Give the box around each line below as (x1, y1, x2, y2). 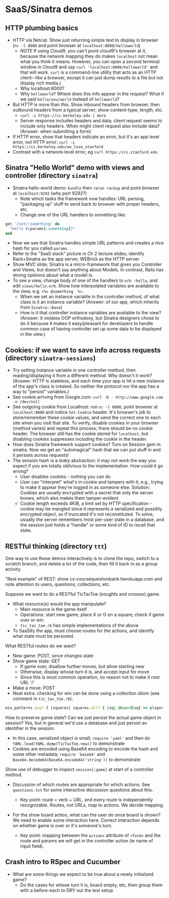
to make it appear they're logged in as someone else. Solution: (20, 484, 150, 491)
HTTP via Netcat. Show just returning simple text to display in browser (12, 37, 159, 43)
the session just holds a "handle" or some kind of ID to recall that (20, 522, 155, 528)
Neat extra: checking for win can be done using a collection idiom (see (12, 690, 160, 696)
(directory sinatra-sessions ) (5, 354, 96, 362)
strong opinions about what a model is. (12, 272, 94, 278)
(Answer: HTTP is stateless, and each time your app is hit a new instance (12, 378, 164, 384)
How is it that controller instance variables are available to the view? (20, 310, 161, 316)
